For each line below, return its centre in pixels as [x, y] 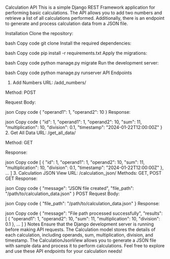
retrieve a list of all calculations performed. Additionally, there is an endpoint [85, 18]
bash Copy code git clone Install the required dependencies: [69, 43]
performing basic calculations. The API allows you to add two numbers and [84, 13]
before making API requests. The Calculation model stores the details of [80, 230]
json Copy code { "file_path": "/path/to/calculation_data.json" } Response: [82, 203]
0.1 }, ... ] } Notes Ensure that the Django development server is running [79, 224]
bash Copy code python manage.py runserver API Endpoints [69, 73]
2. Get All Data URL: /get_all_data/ [41, 133]
